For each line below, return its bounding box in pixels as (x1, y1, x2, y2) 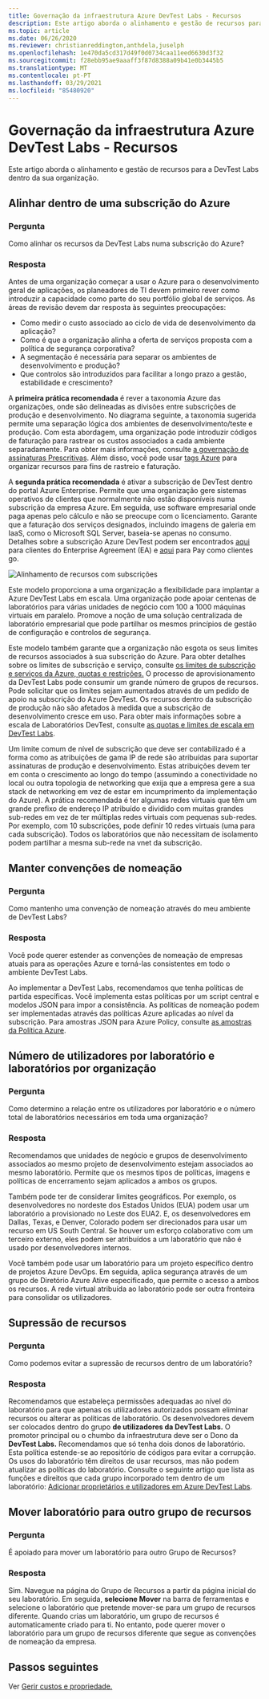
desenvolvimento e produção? (19, 361, 120, 370)
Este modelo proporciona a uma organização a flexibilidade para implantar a (8, 585, 259, 595)
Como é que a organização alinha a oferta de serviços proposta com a (19, 335, 253, 345)
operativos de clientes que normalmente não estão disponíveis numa (8, 495, 236, 504)
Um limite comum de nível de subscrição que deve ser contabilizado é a (8, 744, 246, 754)
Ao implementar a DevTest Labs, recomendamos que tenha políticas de (8, 983, 244, 992)
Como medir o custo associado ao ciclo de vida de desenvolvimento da (19, 318, 256, 328)
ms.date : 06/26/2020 (8, 34, 78, 43)
